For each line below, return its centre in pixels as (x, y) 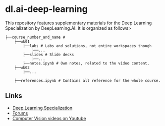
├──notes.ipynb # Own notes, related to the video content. (86, 63)
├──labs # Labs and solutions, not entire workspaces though (87, 46)
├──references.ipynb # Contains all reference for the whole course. (87, 80)
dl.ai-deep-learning (46, 9)
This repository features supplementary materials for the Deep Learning (79, 23)
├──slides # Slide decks (49, 55)
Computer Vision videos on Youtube (49, 118)
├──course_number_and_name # (35, 37)
